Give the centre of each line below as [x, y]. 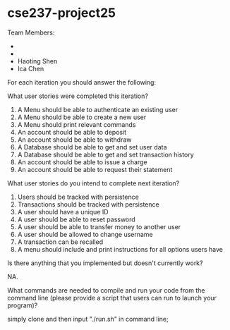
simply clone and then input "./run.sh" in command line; [88, 319]
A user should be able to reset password [76, 219]
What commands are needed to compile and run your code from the [106, 290]
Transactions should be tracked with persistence [89, 204]
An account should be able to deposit [72, 132]
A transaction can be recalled [60, 242]
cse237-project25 [62, 13]
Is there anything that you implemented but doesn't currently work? [105, 263]
